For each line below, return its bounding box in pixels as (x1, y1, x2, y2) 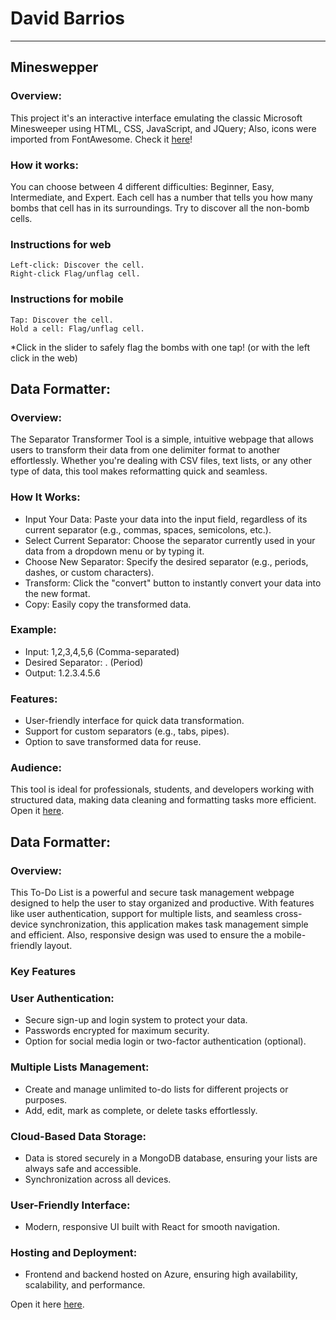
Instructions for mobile (10, 292, 124, 306)
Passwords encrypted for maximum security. (24, 1025, 210, 1037)
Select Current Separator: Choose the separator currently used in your (24, 534, 316, 546)
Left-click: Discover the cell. (10, 260, 145, 271)
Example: (10, 623, 57, 637)
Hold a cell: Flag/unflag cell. (10, 323, 145, 334)
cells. (10, 212, 33, 224)
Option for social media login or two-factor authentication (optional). (24, 1035, 307, 1047)
